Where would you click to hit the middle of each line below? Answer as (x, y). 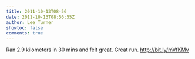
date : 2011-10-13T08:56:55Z (41, 17)
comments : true (25, 33)
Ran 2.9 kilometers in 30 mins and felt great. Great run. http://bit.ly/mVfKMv (97, 50)
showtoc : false (25, 28)
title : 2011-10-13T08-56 (36, 11)
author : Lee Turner (30, 22)
